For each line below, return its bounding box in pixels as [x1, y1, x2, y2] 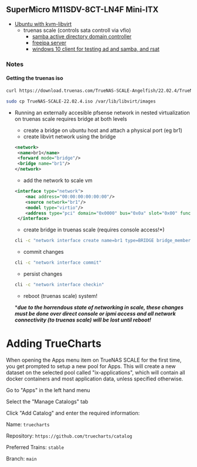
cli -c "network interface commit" [14, 260, 102, 266]
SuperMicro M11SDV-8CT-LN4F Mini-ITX [6, 5, 159, 15]
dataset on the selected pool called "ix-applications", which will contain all [6, 369, 186, 376]
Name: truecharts [6, 420, 50, 428]
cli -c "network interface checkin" [14, 282, 104, 288]
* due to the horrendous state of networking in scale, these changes [14, 303, 184, 311]
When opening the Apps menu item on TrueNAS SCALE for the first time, [6, 356, 182, 363]
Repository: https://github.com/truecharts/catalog [6, 432, 133, 439]
